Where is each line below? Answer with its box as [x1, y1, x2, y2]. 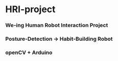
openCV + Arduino [5, 49, 53, 56]
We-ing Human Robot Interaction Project [5, 22, 108, 29]
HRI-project [5, 4, 56, 15]
